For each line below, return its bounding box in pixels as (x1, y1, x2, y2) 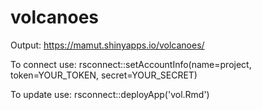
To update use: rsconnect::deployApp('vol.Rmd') (10, 88, 210, 100)
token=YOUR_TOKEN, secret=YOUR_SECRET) (10, 69, 198, 81)
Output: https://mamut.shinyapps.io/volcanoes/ (10, 39, 205, 51)
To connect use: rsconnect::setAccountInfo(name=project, (10, 58, 252, 70)
